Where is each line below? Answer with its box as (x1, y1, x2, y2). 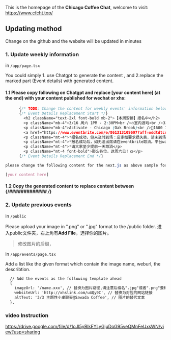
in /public (5, 213, 26, 219)
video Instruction (5, 311, 49, 319)
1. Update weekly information (5, 51, 79, 58)
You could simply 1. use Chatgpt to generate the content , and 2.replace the (5, 72, 164, 79)
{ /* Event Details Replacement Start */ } (18, 111, 108, 116)
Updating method (5, 25, 62, 33)
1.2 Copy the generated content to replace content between (5, 183, 134, 189)
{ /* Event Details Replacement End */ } (18, 154, 103, 159)
